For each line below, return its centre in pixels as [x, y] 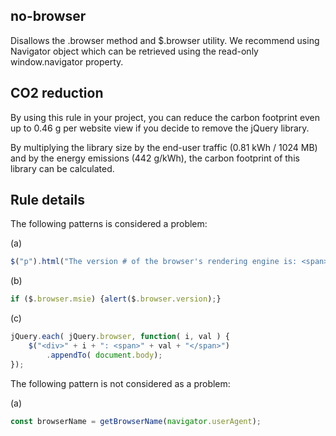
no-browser [48, 16]
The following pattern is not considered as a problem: [120, 383]
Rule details [47, 200]
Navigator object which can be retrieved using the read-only [134, 51]
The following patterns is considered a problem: [109, 224]
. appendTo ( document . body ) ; [104, 355]
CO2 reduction [57, 93]
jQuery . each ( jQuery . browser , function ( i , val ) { [120, 337]
